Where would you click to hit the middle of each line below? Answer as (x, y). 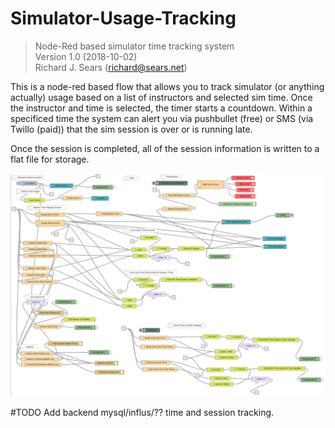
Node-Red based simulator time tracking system (134, 46)
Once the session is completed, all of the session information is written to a (165, 148)
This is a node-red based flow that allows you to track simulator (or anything (167, 86)
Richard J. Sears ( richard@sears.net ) (111, 67)
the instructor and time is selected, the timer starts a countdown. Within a (161, 108)
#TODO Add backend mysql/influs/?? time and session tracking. (142, 413)
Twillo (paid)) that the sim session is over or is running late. (131, 129)
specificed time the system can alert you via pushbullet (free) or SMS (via (162, 118)
